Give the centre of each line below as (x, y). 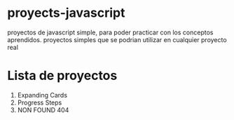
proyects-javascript (66, 13)
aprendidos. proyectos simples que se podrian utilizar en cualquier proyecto (117, 39)
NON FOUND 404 (43, 109)
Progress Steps (40, 102)
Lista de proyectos (62, 76)
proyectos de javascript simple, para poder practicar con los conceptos (110, 32)
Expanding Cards (42, 95)
